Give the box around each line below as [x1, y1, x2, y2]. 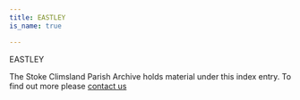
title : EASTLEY [9, 12, 66, 22]
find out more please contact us [9, 80, 127, 91]
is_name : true [9, 21, 63, 30]
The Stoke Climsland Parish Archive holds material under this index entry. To [9, 71, 292, 81]
